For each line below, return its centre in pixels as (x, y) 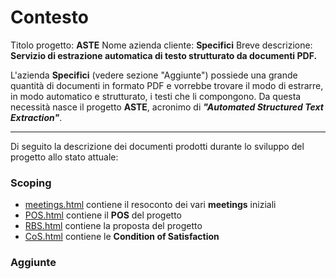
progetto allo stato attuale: (64, 157)
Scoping (31, 183)
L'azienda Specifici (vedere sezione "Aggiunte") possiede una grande (154, 75)
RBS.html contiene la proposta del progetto (113, 226)
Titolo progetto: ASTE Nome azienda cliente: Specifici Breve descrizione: (161, 45)
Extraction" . (36, 117)
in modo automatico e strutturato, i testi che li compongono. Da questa (156, 96)
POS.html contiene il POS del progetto (103, 215)
